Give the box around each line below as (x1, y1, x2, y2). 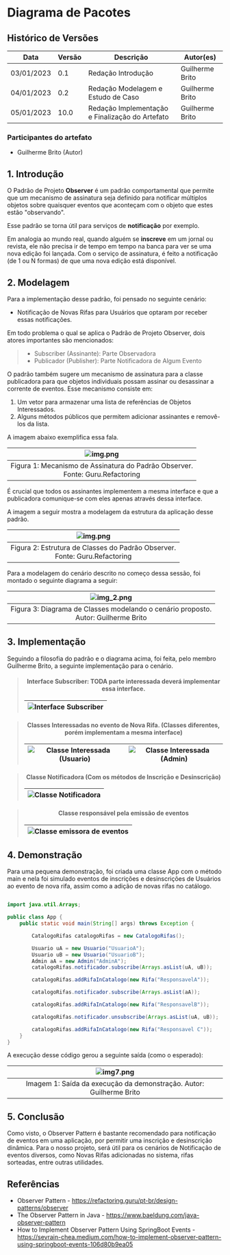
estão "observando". (7, 208, 65, 217)
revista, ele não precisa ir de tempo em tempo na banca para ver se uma (7, 242, 212, 251)
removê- (196, 412, 220, 420)
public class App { (7, 914, 63, 921)
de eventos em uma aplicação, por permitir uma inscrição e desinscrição (7, 1136, 213, 1144)
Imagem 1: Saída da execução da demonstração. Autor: (25, 1079, 205, 1089)
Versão (57, 53, 82, 62)
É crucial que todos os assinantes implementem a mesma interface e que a (7, 487, 219, 495)
